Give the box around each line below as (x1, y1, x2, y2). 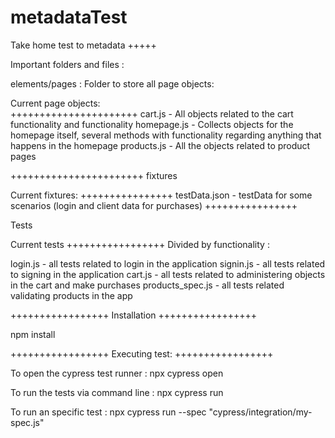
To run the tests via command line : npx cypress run (10, 386, 224, 398)
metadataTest (10, 6, 128, 29)
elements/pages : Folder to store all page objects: (10, 77, 215, 90)
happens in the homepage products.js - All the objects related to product (10, 139, 311, 151)
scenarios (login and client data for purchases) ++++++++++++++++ (10, 199, 298, 211)
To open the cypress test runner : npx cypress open (10, 367, 224, 379)
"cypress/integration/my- (208, 406, 313, 418)
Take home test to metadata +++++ (10, 39, 157, 51)
